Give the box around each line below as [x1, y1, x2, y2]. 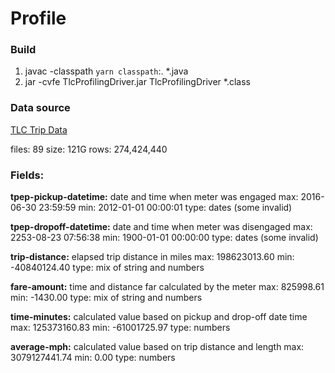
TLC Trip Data [10, 123, 68, 136]
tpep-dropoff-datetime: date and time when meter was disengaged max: [10, 221, 313, 233]
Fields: [10, 168, 45, 182]
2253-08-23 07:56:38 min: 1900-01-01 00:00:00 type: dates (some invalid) [10, 232, 319, 244]
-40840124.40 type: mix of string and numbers [10, 262, 205, 274]
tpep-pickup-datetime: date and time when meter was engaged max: [10, 191, 299, 203]
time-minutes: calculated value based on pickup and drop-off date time [10, 311, 308, 323]
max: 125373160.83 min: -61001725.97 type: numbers [10, 322, 231, 334]
